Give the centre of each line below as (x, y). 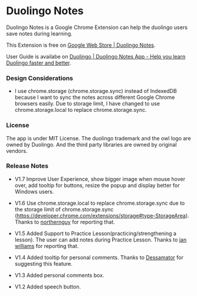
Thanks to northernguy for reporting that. (65, 222)
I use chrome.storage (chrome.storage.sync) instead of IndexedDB (96, 91)
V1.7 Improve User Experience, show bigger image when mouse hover (100, 179)
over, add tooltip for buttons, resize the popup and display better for (97, 185)
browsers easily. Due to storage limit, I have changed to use (87, 104)
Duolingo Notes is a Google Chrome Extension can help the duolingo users (97, 27)
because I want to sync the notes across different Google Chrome (95, 97)
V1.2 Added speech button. (48, 287)
